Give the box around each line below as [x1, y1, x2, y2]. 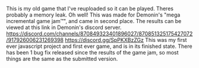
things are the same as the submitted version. [6, 56, 118, 62]
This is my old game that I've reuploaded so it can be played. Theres [6, 5, 174, 12]
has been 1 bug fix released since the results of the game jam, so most [6, 49, 179, 56]
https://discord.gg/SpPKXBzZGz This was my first [65, 37, 187, 43]
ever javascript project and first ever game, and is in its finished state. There [6, 43, 192, 50]
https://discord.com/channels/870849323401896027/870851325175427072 [6, 30, 193, 37]
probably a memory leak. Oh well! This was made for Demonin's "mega [6, 11, 181, 18]
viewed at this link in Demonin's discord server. [6, 24, 122, 31]
